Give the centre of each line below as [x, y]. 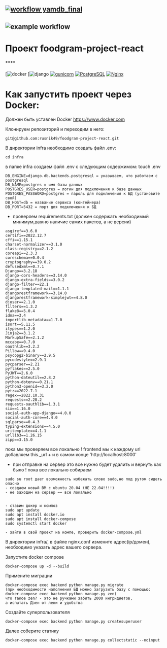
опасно [12, 484]
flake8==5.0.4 [20, 311]
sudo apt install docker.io [35, 515]
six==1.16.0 [18, 409]
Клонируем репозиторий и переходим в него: [55, 129]
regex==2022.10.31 [25, 396]
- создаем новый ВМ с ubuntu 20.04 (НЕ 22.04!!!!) [60, 488]
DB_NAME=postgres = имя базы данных [44, 185]
